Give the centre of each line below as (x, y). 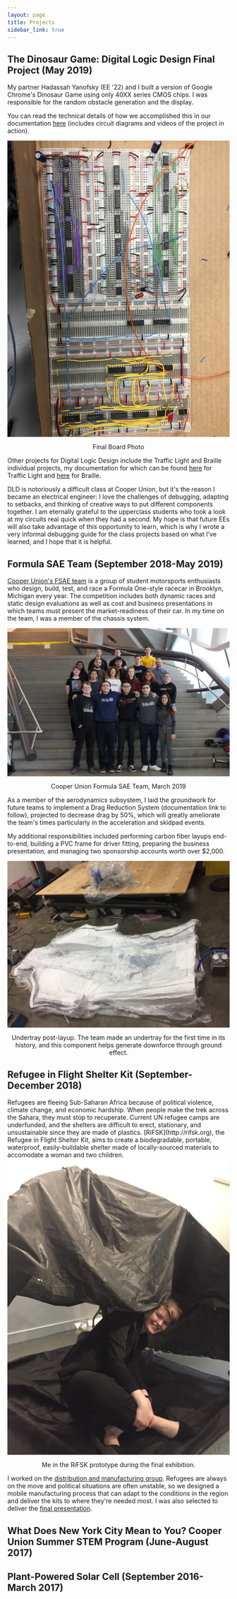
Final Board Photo (119, 447)
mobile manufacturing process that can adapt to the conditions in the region (118, 1494)
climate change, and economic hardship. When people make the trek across (118, 1110)
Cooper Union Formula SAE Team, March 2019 (119, 786)
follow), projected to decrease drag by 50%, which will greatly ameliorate (114, 815)
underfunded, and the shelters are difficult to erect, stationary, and (104, 1125)
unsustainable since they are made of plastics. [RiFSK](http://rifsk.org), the (116, 1133)
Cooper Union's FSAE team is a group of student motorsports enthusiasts (114, 581)
